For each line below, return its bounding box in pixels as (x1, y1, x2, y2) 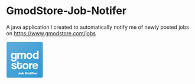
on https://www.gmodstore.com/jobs (6, 29, 96, 36)
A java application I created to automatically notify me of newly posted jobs (6, 23, 189, 31)
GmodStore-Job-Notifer (6, 4, 127, 18)
